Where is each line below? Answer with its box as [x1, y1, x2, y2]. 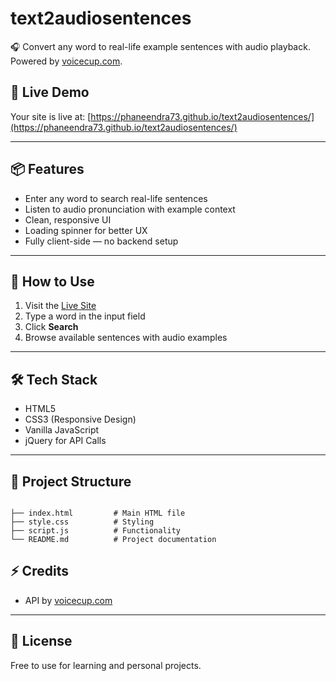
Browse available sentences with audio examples [24, 332, 228, 344]
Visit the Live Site [24, 300, 97, 312]
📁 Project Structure [10, 473, 132, 490]
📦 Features [10, 161, 85, 178]
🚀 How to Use [10, 273, 95, 290]
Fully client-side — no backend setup [24, 235, 179, 247]
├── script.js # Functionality [10, 526, 182, 536]
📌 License [10, 633, 73, 650]
